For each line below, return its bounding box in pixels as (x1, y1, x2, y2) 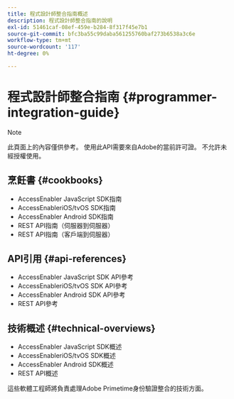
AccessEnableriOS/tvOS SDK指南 (17, 203, 116, 212)
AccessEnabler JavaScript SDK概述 (17, 342, 122, 351)
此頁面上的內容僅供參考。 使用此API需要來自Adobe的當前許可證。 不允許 (7, 143, 221, 151)
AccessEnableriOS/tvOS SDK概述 (17, 351, 116, 360)
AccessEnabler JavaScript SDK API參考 (17, 273, 134, 281)
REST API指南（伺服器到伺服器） (17, 221, 115, 229)
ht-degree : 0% (7, 50, 50, 58)
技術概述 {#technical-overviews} (7, 322, 156, 334)
